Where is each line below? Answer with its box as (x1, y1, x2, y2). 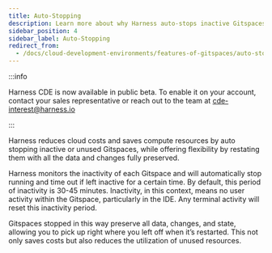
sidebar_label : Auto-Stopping (8, 34, 111, 43)
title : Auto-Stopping (8, 11, 82, 20)
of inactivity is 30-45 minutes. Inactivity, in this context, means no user (8, 186, 245, 195)
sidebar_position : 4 (8, 27, 79, 35)
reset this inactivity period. (8, 203, 97, 213)
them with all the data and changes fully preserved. (8, 153, 180, 162)
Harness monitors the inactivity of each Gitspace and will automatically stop (8, 169, 261, 178)
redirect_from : (8, 42, 60, 50)
